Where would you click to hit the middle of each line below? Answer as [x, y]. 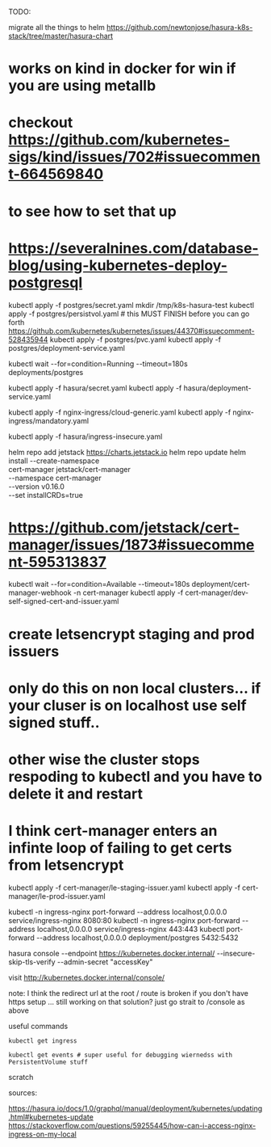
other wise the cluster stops [104, 760]
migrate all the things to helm [56, 27]
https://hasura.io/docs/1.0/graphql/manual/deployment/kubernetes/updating [135, 1108]
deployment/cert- [221, 584]
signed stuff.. [54, 722]
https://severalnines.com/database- [134, 248]
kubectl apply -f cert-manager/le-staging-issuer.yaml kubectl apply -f [124, 888]
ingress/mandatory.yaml [49, 420]
